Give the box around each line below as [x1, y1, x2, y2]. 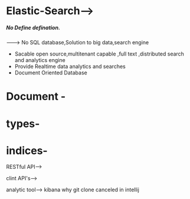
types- [6, 117, 40, 131]
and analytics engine [14, 57, 66, 64]
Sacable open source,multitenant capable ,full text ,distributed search [14, 50, 185, 57]
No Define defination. [6, 24, 61, 31]
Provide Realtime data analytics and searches [14, 63, 126, 70]
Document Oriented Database [14, 69, 87, 76]
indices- [6, 143, 48, 157]
